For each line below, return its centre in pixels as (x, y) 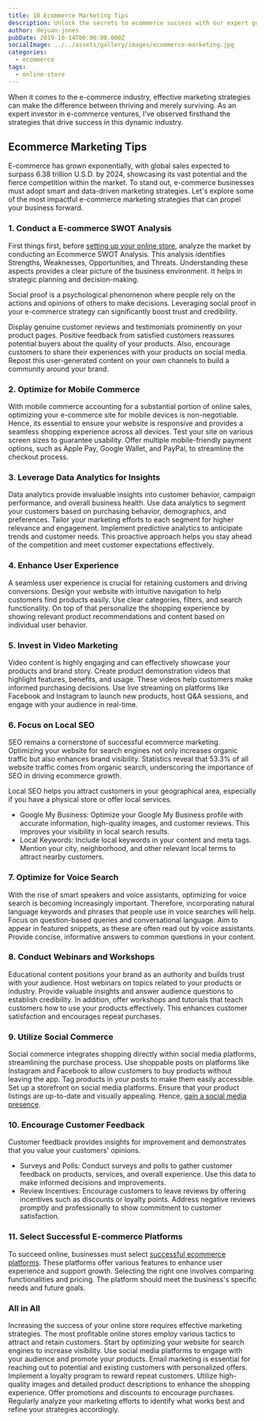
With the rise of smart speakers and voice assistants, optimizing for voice (127, 894)
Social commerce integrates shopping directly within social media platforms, (132, 1054)
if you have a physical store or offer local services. (90, 800)
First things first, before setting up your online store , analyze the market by (130, 245)
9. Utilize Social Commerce (61, 1037)
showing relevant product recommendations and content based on (116, 616)
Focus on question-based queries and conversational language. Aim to (123, 920)
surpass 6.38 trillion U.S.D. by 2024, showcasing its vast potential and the (128, 174)
